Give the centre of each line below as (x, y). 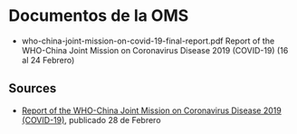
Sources (33, 88)
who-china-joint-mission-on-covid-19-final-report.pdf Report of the (148, 41)
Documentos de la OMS (99, 16)
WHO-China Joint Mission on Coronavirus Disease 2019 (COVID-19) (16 (155, 50)
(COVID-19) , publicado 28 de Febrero (91, 120)
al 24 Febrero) (48, 60)
